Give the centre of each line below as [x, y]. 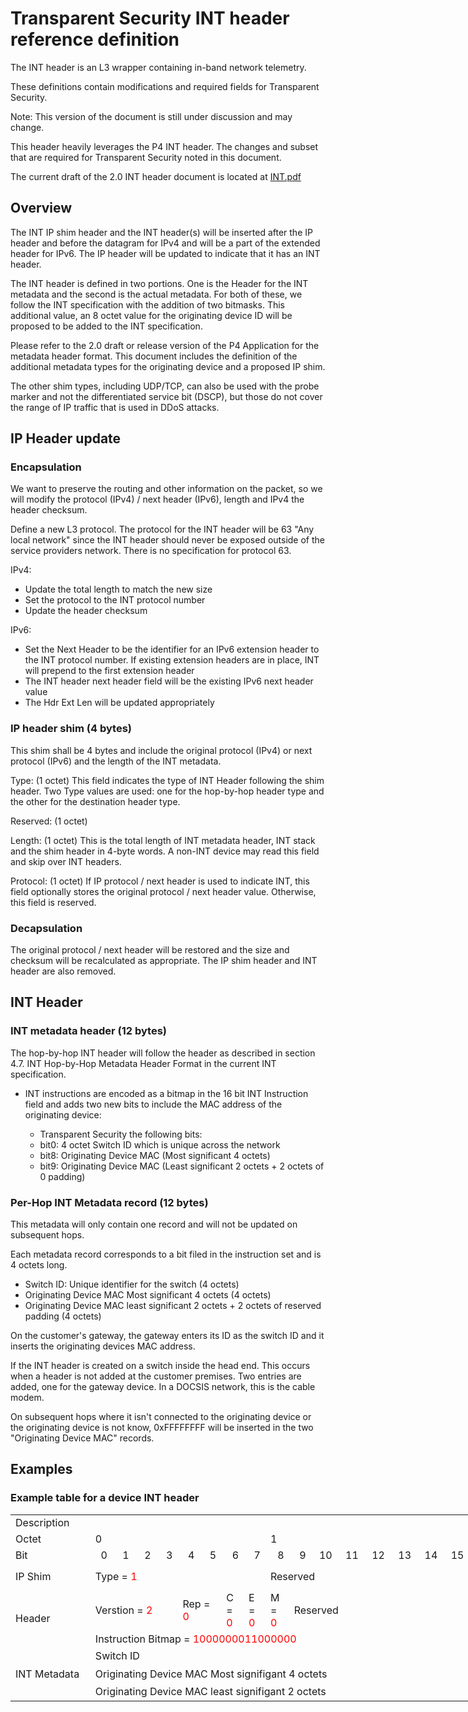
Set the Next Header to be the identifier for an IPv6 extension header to [172, 649]
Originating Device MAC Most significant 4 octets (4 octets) [148, 1295]
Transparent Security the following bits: [121, 1134]
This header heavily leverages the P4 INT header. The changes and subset [164, 146]
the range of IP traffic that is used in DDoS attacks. [115, 407]
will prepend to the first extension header [109, 671]
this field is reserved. [53, 902]
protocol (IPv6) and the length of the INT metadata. [116, 761]
